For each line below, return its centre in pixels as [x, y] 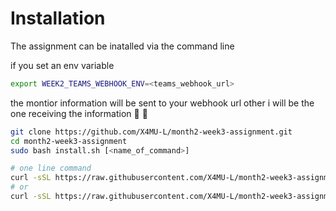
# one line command [51, 168]
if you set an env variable [62, 65]
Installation [58, 18]
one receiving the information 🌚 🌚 [79, 113]
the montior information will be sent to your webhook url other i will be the [162, 103]
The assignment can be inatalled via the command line [122, 46]
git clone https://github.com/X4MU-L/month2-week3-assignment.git [151, 132]
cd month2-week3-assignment [69, 141]
